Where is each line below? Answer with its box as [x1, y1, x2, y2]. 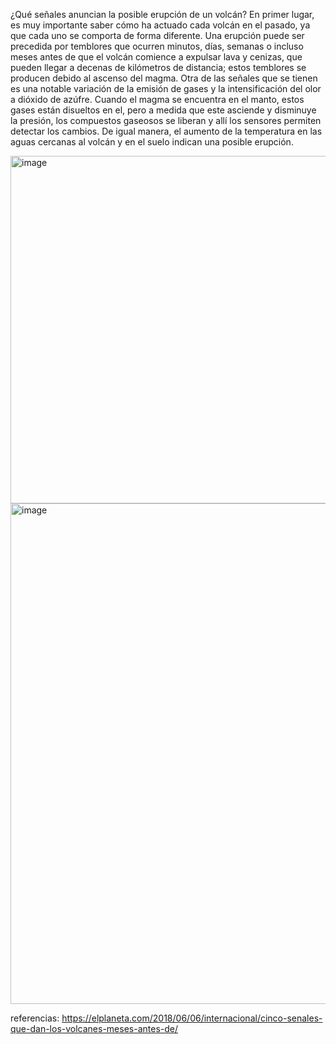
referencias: [10, 1012, 60, 1024]
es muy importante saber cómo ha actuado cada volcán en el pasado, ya [10, 19, 311, 31]
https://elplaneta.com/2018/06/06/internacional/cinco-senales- [61, 1012, 323, 1024]
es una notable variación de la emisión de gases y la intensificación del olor [10, 83, 322, 94]
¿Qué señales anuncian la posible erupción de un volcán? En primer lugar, [10, 9, 315, 20]
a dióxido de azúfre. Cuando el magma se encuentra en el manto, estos [10, 94, 305, 105]
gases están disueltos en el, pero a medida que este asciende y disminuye [10, 104, 317, 116]
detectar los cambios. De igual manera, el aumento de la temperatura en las [10, 125, 323, 137]
